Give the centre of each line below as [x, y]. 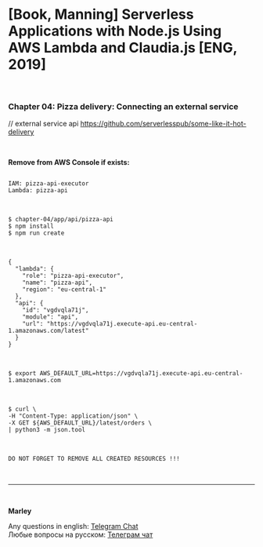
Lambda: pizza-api [38, 191]
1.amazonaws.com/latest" [49, 331]
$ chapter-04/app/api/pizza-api [61, 220]
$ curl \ [22, 410]
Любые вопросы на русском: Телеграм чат [81, 534]
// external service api [43, 124]
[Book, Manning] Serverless [101, 15]
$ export [22, 374]
